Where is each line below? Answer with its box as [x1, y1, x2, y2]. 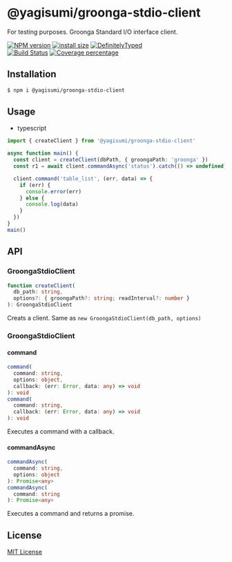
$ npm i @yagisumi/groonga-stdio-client [7, 86, 126, 94]
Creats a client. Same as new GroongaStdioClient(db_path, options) [7, 314, 202, 322]
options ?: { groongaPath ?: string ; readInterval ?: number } [13, 295, 190, 302]
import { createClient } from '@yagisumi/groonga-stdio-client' [7, 137, 196, 144]
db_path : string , [13, 289, 64, 295]
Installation [7, 68, 57, 80]
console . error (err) [25, 188, 81, 195]
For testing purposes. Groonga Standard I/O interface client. [7, 28, 178, 36]
